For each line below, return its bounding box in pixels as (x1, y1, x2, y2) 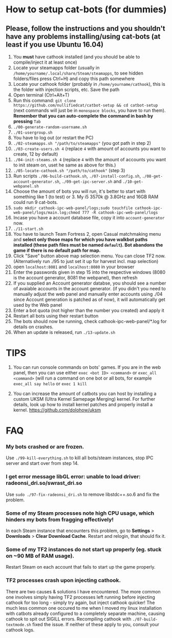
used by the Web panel (13, 302, 62, 308)
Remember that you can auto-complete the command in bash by (13, 113, 153, 119)
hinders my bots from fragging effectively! (6, 516, 114, 523)
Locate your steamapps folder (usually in (13, 65, 100, 70)
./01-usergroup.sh (13, 130, 53, 135)
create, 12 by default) (13, 151, 58, 157)
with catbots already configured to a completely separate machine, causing (6, 610, 165, 616)
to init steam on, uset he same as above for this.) (13, 162, 116, 168)
